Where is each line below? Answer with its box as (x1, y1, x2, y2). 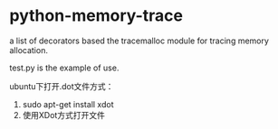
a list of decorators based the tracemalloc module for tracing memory (9, 35, 270, 46)
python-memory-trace (9, 5, 184, 26)
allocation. (9, 44, 48, 55)
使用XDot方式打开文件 (22, 109, 106, 120)
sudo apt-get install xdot (22, 98, 114, 109)
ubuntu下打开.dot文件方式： (9, 80, 114, 91)
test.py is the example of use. (9, 62, 120, 73)
